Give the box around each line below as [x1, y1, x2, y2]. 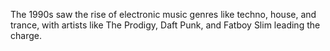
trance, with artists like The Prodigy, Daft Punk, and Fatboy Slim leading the [10, 19, 321, 31]
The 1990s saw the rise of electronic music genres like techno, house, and [10, 9, 317, 20]
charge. [10, 30, 42, 41]
